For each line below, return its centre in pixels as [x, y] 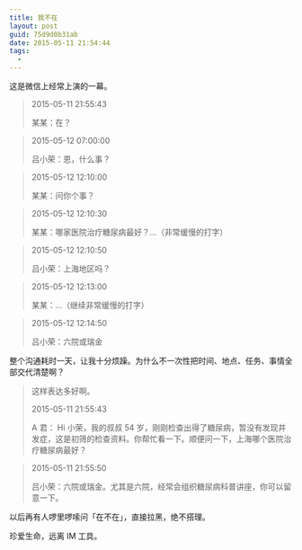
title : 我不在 [34, 18]
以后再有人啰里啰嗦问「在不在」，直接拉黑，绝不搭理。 [110, 517]
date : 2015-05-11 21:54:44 [60, 43]
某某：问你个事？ [63, 195]
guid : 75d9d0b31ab [44, 34]
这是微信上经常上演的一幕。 [61, 86]
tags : [19, 51]
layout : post [34, 26]
